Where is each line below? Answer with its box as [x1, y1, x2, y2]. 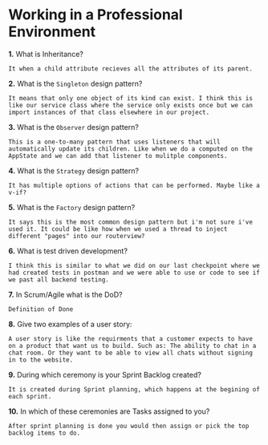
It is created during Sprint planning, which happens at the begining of [8, 385, 261, 394]
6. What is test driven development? [8, 246, 128, 256]
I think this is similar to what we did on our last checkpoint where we [8, 261, 261, 269]
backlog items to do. [8, 429, 81, 437]
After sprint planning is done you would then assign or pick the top [8, 422, 250, 430]
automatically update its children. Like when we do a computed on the [8, 144, 253, 153]
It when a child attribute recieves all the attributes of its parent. [8, 64, 253, 73]
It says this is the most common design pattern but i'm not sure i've [8, 218, 253, 226]
